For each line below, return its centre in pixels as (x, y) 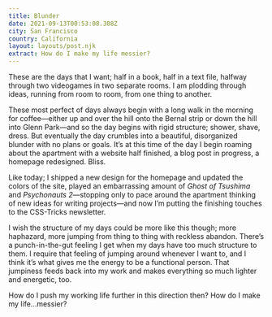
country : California (43, 39)
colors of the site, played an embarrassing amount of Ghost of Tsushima (130, 186)
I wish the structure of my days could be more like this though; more (123, 228)
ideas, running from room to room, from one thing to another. (110, 94)
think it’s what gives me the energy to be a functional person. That (119, 262)
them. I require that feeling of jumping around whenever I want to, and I (127, 254)
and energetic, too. (40, 280)
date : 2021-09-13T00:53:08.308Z (63, 24)
